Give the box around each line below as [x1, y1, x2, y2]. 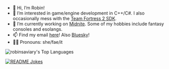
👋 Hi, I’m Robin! [12, 5, 45, 11]
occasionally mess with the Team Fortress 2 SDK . [12, 16, 117, 21]
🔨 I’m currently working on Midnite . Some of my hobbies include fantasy [12, 21, 164, 27]
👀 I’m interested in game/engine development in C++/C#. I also [12, 10, 145, 16]
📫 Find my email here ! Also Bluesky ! [12, 32, 90, 38]
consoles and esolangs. [12, 26, 63, 32]
